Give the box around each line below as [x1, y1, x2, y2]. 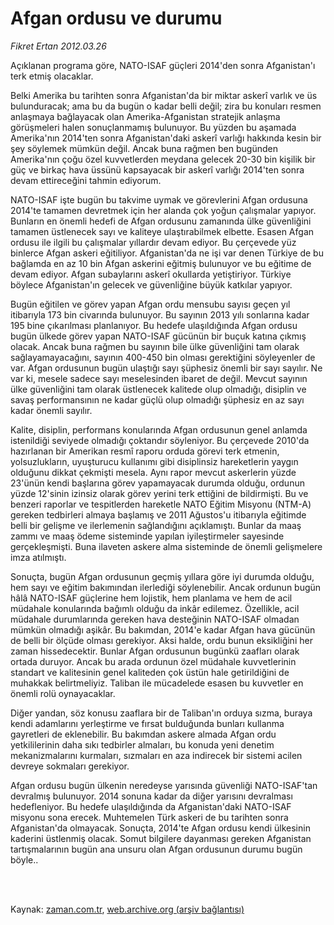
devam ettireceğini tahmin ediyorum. [10, 174, 162, 186]
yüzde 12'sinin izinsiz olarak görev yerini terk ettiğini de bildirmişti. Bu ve [10, 487, 309, 499]
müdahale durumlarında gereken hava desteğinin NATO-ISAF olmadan [10, 613, 300, 625]
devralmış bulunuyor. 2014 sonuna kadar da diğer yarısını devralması [10, 790, 293, 802]
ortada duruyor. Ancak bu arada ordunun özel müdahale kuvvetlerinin [10, 655, 297, 667]
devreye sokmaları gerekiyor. [10, 760, 130, 772]
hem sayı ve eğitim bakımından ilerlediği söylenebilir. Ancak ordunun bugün [10, 581, 322, 593]
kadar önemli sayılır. [10, 404, 93, 416]
